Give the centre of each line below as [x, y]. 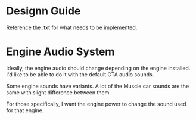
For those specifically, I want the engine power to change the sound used [96, 104]
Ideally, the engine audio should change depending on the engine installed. [98, 68]
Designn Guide [43, 11]
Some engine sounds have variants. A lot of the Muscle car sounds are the [98, 86]
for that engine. [25, 110]
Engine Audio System [60, 52]
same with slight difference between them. [59, 92]
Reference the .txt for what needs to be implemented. [72, 27]
